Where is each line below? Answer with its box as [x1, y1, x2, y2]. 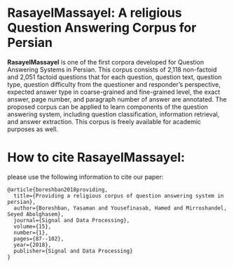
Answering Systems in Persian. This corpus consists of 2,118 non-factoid [7, 65, 217, 74]
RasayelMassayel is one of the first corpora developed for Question [7, 57, 205, 66]
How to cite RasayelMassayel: [7, 149, 186, 165]
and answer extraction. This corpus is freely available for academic [7, 117, 202, 125]
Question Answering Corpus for [7, 20, 197, 36]
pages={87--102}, [13, 235, 64, 242]
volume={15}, [13, 223, 52, 230]
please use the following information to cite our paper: [7, 172, 164, 181]
